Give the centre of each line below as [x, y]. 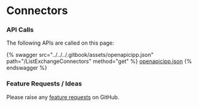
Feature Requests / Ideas [44, 84]
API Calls [20, 30]
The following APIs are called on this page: [60, 43]
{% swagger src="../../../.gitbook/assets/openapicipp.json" [80, 55]
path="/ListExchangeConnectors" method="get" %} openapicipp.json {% [99, 61]
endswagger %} [27, 68]
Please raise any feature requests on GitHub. [63, 97]
